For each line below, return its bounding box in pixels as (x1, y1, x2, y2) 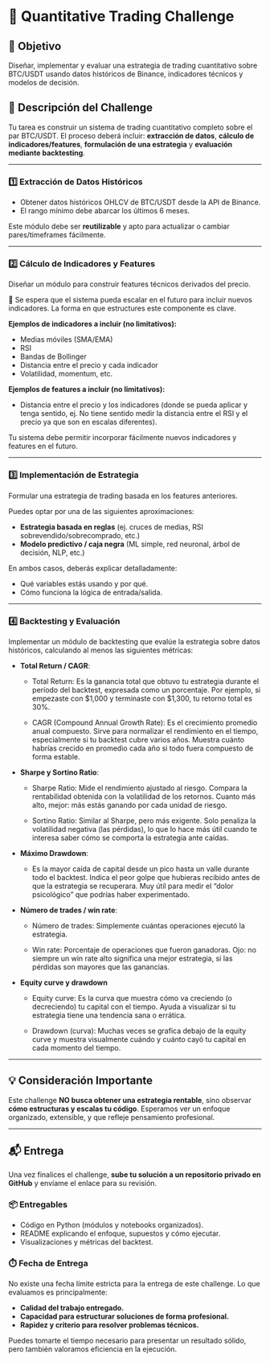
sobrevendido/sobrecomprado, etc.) (19, 530, 141, 540)
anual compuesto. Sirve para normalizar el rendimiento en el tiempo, (31, 726, 259, 735)
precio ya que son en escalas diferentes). (19, 418, 157, 427)
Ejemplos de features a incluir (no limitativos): (8, 385, 166, 394)
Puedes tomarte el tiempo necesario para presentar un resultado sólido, (8, 1335, 247, 1346)
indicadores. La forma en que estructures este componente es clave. (8, 303, 237, 313)
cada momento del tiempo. (31, 1043, 121, 1052)
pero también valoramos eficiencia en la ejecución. (8, 1344, 178, 1354)
